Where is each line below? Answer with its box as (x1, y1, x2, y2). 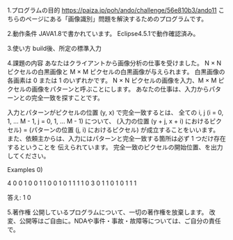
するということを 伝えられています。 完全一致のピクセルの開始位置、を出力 (7, 143, 224, 151)
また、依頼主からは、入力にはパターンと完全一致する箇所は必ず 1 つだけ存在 (7, 135, 226, 142)
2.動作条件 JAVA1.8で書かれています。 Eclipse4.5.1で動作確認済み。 (7, 30, 200, 37)
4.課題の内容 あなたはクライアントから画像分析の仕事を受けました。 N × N (7, 59, 222, 67)
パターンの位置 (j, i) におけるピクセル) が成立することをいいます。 (31, 126, 220, 134)
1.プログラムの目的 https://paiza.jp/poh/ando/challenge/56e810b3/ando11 (7, 6, 217, 14)
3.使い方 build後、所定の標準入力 (7, 44, 102, 52)
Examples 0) (7, 166, 43, 173)
